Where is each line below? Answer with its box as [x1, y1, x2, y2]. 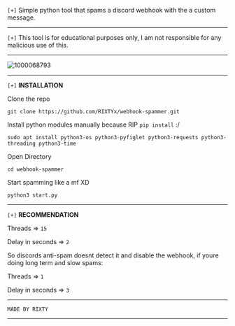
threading [7, 140, 36, 147]
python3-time [38, 140, 77, 147]
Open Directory [7, 153, 52, 160]
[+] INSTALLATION [7, 81, 64, 90]
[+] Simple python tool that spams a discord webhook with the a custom [7, 6, 216, 14]
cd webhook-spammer [7, 166, 64, 173]
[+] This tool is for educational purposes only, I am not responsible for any [7, 34, 222, 41]
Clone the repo [7, 94, 50, 103]
